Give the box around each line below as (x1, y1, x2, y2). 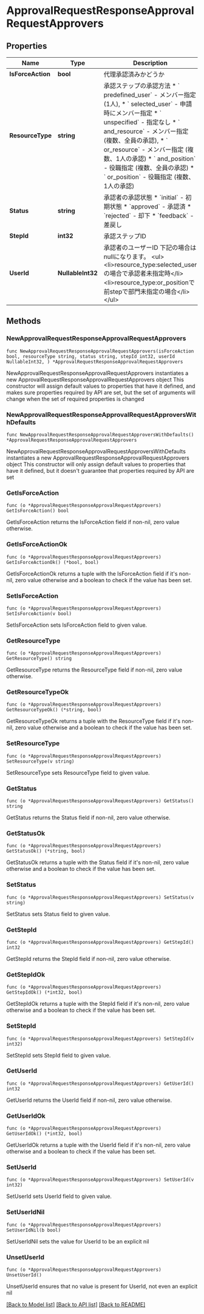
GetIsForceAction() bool (6, 508, 69, 514)
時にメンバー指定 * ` (103, 109, 162, 117)
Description (132, 59, 168, 67)
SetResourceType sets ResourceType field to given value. (6, 769, 150, 776)
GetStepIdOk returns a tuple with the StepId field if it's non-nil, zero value (6, 1000, 190, 1008)
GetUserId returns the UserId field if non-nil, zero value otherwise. (6, 1096, 172, 1104)
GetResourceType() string (6, 656, 72, 662)
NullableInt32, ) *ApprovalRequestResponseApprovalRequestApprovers (6, 359, 183, 365)
